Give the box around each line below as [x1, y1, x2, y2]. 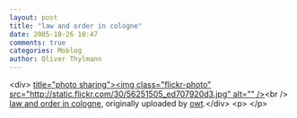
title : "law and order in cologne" [9, 21, 143, 30]
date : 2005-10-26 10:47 [9, 29, 99, 38]
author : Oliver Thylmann [9, 55, 102, 63]
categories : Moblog [9, 46, 83, 55]
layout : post [9, 13, 58, 22]
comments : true [9, 38, 66, 47]
